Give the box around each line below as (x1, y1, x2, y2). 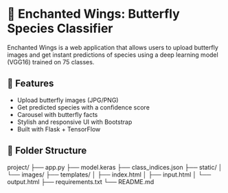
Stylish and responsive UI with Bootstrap (16, 118, 133, 126)
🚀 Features (7, 78, 54, 90)
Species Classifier (7, 21, 113, 36)
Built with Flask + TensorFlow (16, 125, 101, 133)
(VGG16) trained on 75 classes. (7, 57, 95, 66)
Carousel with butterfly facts (16, 110, 98, 118)
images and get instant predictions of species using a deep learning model (7, 51, 218, 59)
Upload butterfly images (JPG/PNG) (16, 96, 119, 104)
